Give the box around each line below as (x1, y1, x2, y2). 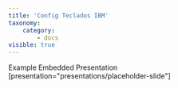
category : (22, 26, 56, 34)
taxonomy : (8, 19, 42, 27)
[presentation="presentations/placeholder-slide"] (8, 71, 172, 81)
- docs (37, 33, 59, 42)
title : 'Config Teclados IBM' (8, 11, 109, 20)
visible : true (8, 41, 56, 49)
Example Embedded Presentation (8, 63, 118, 72)
